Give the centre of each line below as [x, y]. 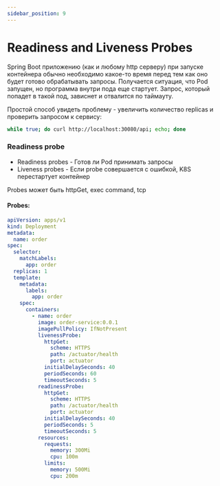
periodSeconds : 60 [70, 373]
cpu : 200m [64, 476]
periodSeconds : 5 [69, 425]
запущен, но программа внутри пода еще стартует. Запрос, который [109, 88]
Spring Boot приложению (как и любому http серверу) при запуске [106, 67]
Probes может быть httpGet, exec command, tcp [77, 189]
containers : [42, 310]
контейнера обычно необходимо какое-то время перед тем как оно [108, 74]
